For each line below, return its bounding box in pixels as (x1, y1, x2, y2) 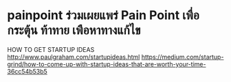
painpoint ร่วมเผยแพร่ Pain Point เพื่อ (7, 8, 199, 23)
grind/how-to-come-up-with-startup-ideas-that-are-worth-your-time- (7, 59, 206, 68)
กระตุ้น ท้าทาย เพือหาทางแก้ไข (7, 23, 141, 38)
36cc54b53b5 (7, 67, 48, 75)
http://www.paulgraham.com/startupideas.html (7, 53, 140, 61)
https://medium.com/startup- (141, 53, 224, 61)
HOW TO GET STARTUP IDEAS (7, 45, 95, 53)
